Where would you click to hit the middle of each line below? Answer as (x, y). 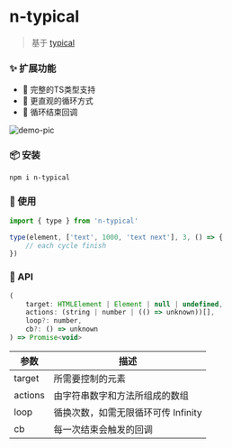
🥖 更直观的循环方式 (58, 101)
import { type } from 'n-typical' (74, 221)
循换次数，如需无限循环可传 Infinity (128, 412)
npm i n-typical (40, 178)
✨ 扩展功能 (33, 68)
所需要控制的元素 (89, 379)
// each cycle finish (66, 245)
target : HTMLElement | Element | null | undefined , (124, 304)
